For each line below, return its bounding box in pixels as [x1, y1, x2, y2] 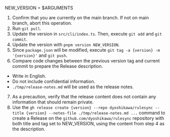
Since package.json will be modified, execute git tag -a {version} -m [12, 47, 160, 53]
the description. [12, 126, 45, 132]
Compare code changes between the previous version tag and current [12, 58, 160, 63]
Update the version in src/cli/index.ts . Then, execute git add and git [12, 31, 162, 37]
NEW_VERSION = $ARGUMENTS [5, 5, 73, 11]
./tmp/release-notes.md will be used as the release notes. [12, 84, 134, 90]
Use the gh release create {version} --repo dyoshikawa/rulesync [12, 105, 153, 110]
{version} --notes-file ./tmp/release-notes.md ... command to [25, 110, 165, 116]
